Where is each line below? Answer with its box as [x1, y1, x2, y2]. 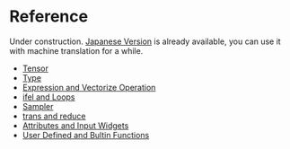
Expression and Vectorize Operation [22, 82, 156, 92]
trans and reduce [22, 110, 86, 121]
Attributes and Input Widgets [22, 119, 129, 131]
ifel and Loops [22, 92, 75, 102]
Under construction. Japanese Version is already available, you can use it [9, 36, 281, 47]
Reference [9, 6, 88, 27]
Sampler [22, 101, 54, 111]
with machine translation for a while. [9, 45, 144, 56]
